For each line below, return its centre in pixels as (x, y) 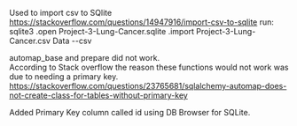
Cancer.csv (30, 41)
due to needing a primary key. (64, 77)
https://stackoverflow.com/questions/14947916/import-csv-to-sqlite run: (142, 22)
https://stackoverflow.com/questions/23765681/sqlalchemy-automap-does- (148, 86)
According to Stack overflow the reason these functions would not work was (149, 67)
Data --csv (72, 41)
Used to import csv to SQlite (61, 13)
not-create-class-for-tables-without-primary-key (98, 95)
